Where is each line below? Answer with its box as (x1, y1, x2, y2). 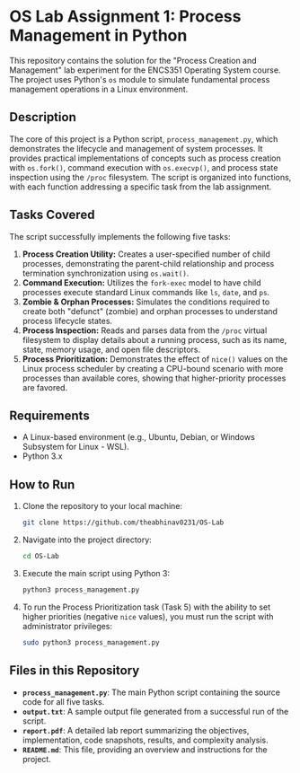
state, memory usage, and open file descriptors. (22, 344, 200, 355)
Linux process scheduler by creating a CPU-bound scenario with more (22, 363, 284, 373)
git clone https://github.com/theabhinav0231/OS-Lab (22, 518, 225, 527)
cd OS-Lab (22, 552, 60, 561)
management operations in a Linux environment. (9, 83, 189, 94)
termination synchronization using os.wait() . (22, 268, 190, 278)
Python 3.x (22, 451, 63, 461)
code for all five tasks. (22, 696, 105, 707)
